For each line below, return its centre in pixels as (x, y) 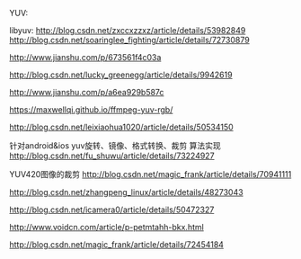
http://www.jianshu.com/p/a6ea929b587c (87, 92)
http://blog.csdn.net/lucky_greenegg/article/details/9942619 (121, 75)
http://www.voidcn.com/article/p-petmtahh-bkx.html (106, 227)
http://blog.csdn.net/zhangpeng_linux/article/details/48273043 (127, 192)
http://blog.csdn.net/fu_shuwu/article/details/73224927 (112, 156)
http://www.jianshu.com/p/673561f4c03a (85, 57)
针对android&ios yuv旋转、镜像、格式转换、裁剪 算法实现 (115, 146)
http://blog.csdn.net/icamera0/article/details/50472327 (112, 210)
